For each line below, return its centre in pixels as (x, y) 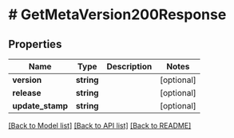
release (27, 93)
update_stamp (40, 106)
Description (129, 67)
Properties (35, 44)
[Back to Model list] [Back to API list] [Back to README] (100, 126)
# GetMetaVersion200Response (117, 15)
